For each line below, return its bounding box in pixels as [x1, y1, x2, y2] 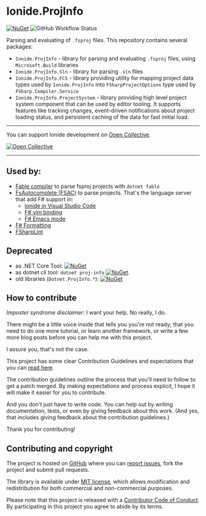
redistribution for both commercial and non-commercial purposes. [6, 485, 174, 492]
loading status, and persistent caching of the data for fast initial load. [15, 113, 189, 121]
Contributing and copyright [6, 443, 113, 454]
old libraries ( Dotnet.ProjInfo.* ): [15, 275, 99, 282]
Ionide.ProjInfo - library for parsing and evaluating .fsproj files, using [15, 54, 196, 62]
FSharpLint [15, 228, 44, 235]
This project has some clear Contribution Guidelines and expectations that [6, 357, 194, 365]
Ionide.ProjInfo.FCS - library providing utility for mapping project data [15, 74, 194, 81]
